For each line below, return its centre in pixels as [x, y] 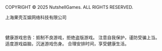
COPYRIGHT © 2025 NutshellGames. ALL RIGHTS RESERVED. [69, 7]
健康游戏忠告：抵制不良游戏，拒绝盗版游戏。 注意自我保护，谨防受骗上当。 [82, 37]
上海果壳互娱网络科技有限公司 [36, 17]
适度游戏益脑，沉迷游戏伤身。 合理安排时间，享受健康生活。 [67, 44]
